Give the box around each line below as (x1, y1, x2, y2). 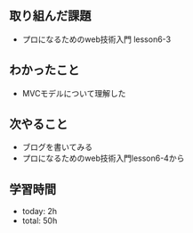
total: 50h (21, 215, 58, 226)
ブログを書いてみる (21, 142, 93, 153)
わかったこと (9, 62, 80, 78)
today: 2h (21, 206, 58, 217)
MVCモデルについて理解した (21, 87, 126, 98)
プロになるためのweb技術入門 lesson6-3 (21, 34, 172, 45)
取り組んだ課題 (9, 8, 92, 24)
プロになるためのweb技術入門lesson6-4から (21, 153, 185, 163)
